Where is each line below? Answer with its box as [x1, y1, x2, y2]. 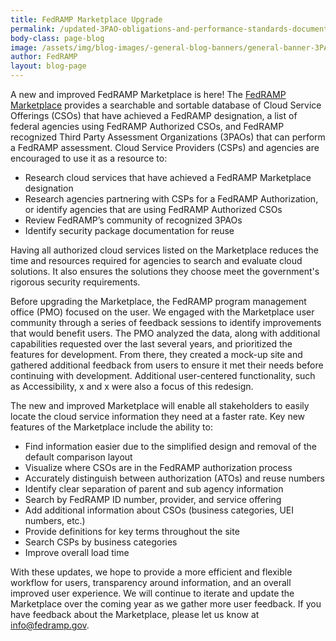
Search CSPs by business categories [24, 536, 178, 548]
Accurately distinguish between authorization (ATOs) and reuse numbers [24, 472, 325, 484]
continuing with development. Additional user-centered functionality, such [10, 370, 316, 381]
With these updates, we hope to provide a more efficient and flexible [10, 566, 293, 578]
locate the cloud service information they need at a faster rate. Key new [10, 411, 306, 422]
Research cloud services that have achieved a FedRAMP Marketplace [24, 172, 312, 183]
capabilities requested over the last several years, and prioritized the [10, 338, 293, 350]
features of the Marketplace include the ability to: [10, 421, 213, 433]
